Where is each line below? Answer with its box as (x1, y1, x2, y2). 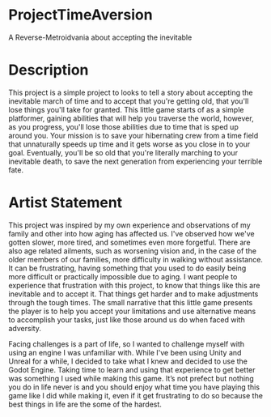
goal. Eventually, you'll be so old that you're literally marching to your (8, 147, 239, 157)
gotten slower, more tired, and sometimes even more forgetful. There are (8, 237, 251, 247)
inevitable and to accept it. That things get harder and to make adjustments (8, 289, 259, 299)
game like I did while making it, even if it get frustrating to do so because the (8, 390, 263, 400)
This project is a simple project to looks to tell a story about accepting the (8, 87, 253, 97)
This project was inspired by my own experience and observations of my (8, 220, 251, 230)
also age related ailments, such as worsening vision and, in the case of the (8, 245, 257, 256)
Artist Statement (8, 194, 123, 212)
